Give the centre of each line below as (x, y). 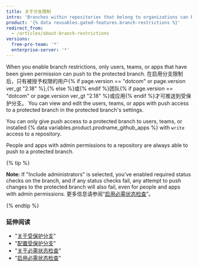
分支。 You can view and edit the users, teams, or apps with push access (100, 103)
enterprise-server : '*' (40, 50)
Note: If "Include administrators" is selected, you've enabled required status (99, 174)
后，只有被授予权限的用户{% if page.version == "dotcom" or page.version (96, 81)
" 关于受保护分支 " (35, 236)
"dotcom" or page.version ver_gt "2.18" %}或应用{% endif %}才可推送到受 (96, 95)
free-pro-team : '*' (35, 45)
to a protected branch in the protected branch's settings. (75, 110)
